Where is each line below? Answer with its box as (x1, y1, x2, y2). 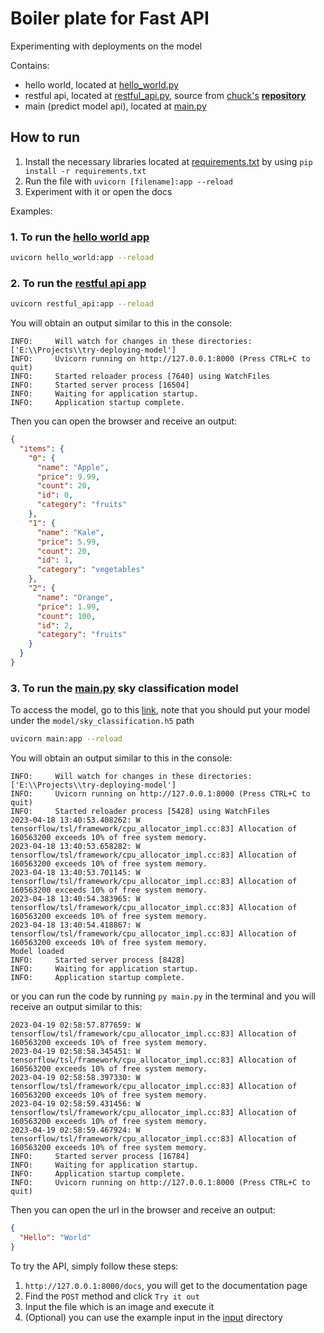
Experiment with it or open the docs (24, 185, 173, 197)
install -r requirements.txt (24, 166, 147, 176)
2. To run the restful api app (10, 276, 147, 290)
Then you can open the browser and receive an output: (10, 415, 238, 427)
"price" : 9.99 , (36, 472, 101, 482)
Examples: (10, 205, 53, 217)
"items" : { (19, 443, 65, 454)
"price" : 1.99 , (36, 602, 101, 612)
